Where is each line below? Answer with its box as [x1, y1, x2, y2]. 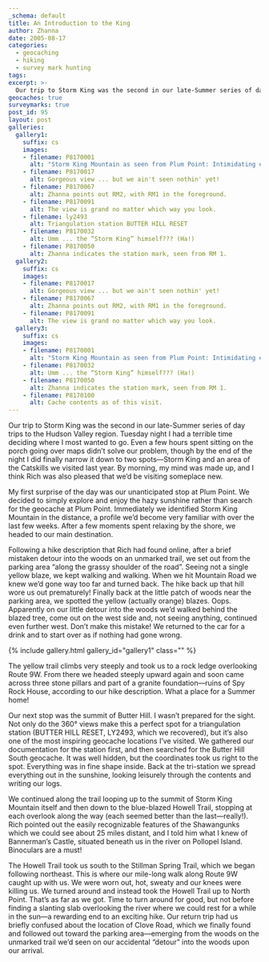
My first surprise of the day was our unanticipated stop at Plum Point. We [8, 487, 250, 497]
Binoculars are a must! [8, 845, 82, 855]
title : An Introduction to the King [8, 19, 130, 27]
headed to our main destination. [8, 530, 114, 539]
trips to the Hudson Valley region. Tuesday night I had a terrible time [8, 429, 233, 439]
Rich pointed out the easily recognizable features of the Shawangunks [8, 820, 240, 829]
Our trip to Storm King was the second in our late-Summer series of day [8, 421, 246, 431]
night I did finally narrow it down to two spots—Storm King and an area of [8, 455, 251, 464]
